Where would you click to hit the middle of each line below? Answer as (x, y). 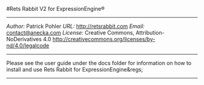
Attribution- (150, 32)
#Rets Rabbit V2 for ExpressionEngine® (56, 9)
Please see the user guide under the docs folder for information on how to (99, 63)
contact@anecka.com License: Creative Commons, (70, 32)
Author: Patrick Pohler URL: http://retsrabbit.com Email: (76, 26)
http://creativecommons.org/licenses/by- (104, 39)
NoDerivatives (24, 39)
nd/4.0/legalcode (28, 46)
